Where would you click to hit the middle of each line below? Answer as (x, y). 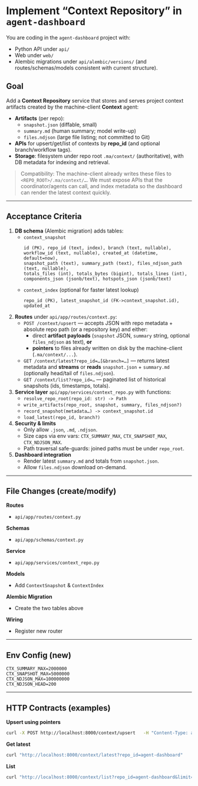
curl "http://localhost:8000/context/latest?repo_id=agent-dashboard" (95, 755)
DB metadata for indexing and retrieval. (62, 162)
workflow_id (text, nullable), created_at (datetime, (91, 253)
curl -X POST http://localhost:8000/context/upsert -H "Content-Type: (97, 733)
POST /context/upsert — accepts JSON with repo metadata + (98, 323)
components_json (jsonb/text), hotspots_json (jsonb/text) (98, 279)
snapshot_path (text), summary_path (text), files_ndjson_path (103, 263)
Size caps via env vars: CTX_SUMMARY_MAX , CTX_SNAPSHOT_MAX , (95, 435)
